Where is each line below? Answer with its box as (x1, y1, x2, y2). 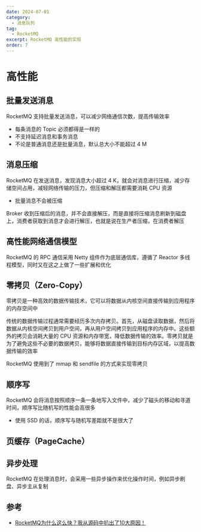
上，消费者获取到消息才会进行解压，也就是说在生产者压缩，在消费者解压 (6, 217, 184, 224)
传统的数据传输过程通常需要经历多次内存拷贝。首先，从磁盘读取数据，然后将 (6, 317, 195, 324)
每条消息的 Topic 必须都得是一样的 (14, 125, 100, 133)
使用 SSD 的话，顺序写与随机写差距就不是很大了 (14, 417, 133, 424)
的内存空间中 (6, 305, 38, 312)
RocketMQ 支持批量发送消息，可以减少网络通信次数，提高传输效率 (6, 112, 170, 120)
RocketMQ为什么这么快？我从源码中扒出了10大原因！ (14, 519, 146, 527)
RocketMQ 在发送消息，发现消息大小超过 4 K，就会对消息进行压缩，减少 (6, 176, 185, 184)
